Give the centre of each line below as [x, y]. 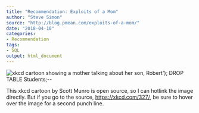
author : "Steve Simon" [34, 17]
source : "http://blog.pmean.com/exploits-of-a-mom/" [73, 23]
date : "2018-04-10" [30, 28]
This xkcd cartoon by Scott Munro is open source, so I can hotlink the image [100, 90]
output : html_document [34, 56]
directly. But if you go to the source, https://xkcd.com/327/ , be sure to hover [100, 97]
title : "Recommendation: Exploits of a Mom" [62, 12]
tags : [13, 45]
